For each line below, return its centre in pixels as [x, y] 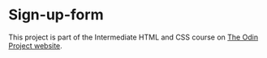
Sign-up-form [56, 15]
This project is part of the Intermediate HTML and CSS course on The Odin [133, 37]
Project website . [35, 45]
